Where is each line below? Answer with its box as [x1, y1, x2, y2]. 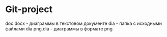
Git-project [5, 4, 53, 15]
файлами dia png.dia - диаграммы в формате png [5, 25, 113, 31]
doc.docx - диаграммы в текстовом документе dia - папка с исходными [5, 20, 162, 26]
